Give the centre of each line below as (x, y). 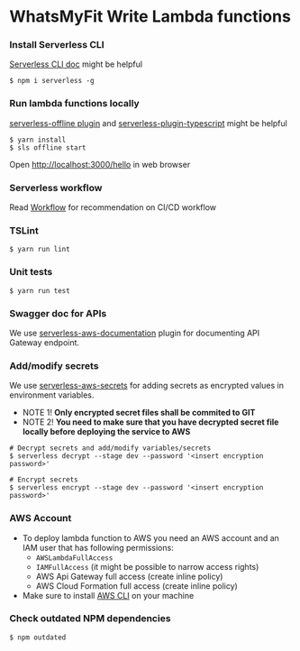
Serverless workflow (56, 188)
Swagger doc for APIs (58, 313)
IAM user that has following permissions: (98, 547)
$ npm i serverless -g (52, 81)
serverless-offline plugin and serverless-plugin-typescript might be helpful (149, 123)
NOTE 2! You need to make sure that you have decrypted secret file (150, 422)
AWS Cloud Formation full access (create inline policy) (137, 586)
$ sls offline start (48, 147)
